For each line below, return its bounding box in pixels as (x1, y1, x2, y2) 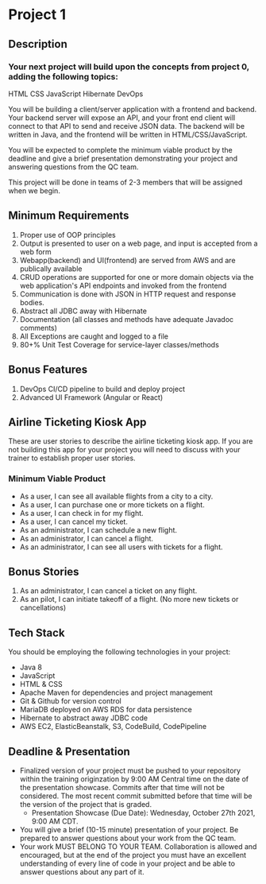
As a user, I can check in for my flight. (19, 508, 145, 518)
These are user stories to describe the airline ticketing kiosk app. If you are (8, 436, 253, 446)
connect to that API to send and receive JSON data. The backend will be (8, 121, 245, 130)
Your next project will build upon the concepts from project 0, (8, 61, 250, 72)
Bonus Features (8, 363, 88, 377)
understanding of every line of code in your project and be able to (19, 859, 236, 868)
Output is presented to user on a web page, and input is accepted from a (19, 238, 258, 248)
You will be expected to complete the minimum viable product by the (8, 145, 233, 154)
